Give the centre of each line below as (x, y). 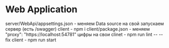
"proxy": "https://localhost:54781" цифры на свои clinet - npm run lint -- (81, 34)
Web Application (41, 9)
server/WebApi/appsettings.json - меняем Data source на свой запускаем (85, 23)
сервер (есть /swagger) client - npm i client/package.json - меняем (78, 29)
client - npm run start (34, 40)
